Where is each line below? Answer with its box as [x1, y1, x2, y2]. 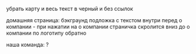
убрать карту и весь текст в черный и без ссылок [6, 5, 133, 12]
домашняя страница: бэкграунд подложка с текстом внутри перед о [6, 17, 182, 23]
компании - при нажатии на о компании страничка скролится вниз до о [6, 23, 190, 30]
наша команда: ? [6, 41, 49, 48]
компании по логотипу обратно [6, 29, 87, 37]
